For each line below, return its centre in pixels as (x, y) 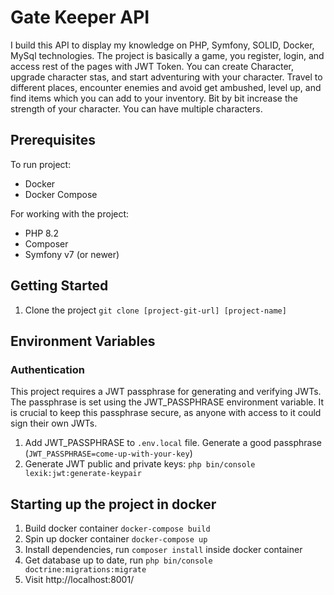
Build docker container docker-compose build (117, 528)
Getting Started (59, 286)
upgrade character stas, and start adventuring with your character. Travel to (166, 77)
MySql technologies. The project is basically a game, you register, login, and (167, 55)
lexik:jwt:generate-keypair (83, 474)
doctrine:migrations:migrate (85, 570)
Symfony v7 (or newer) (72, 254)
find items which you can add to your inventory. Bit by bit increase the (154, 98)
